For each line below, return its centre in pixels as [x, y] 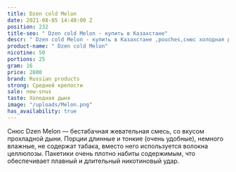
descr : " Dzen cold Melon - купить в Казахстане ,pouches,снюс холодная [116, 40]
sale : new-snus [29, 92]
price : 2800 [25, 72]
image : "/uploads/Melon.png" [50, 105]
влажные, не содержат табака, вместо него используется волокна [108, 146]
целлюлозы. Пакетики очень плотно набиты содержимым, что [101, 153]
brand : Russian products [44, 79]
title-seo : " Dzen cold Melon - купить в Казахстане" [88, 33]
